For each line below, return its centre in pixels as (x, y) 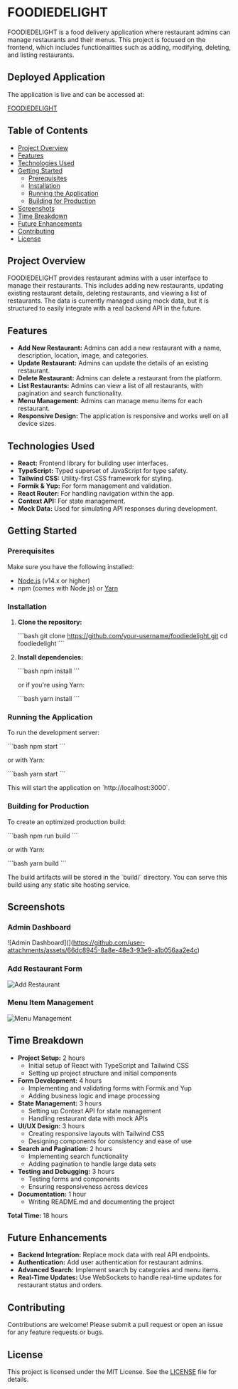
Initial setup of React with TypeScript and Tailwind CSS (109, 1065)
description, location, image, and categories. (83, 355)
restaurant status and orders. (60, 1285)
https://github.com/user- (109, 943)
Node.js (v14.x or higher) (54, 581)
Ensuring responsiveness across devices (88, 1186)
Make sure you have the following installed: (71, 566)
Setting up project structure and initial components (103, 1073)
